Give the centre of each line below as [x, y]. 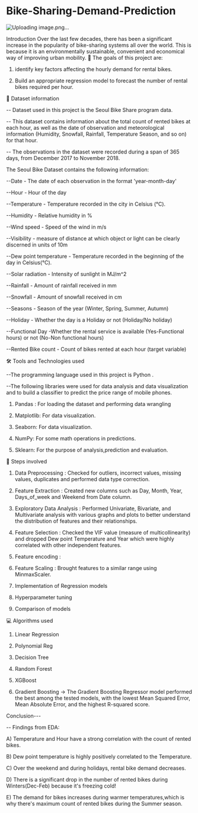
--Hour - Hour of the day [36, 192]
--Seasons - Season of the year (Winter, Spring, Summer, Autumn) [87, 308]
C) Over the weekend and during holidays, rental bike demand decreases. [96, 768]
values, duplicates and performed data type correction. [82, 479]
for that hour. [22, 140]
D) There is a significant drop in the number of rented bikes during [87, 779]
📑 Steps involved [27, 461]
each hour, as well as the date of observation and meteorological [85, 127]
